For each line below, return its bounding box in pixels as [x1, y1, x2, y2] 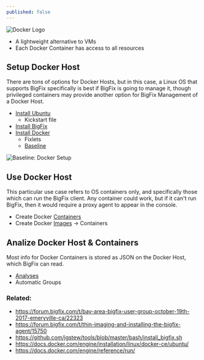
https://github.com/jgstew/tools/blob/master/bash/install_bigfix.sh [15, 334, 183, 341]
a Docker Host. [6, 98, 44, 105]
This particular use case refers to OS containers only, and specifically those [6, 188, 198, 196]
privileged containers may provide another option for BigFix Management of [6, 91, 198, 99]
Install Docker [15, 129, 50, 137]
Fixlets [24, 136, 42, 143]
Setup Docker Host [6, 62, 80, 72]
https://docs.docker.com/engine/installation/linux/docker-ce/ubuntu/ [15, 340, 189, 348]
